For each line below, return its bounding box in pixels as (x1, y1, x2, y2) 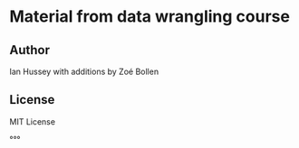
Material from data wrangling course (9, 6, 290, 27)
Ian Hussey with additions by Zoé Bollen (9, 66, 159, 77)
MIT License (9, 116, 56, 127)
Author (9, 42, 50, 58)
